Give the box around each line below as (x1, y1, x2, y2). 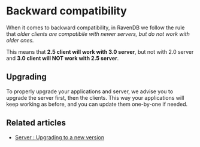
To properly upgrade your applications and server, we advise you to (6, 88, 174, 95)
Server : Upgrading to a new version (14, 133, 105, 141)
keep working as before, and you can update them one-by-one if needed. (6, 100, 188, 108)
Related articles (6, 118, 66, 128)
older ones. (6, 36, 34, 44)
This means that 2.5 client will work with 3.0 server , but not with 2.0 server (6, 48, 194, 55)
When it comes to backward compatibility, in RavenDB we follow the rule (6, 24, 185, 31)
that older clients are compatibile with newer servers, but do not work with (6, 30, 190, 37)
